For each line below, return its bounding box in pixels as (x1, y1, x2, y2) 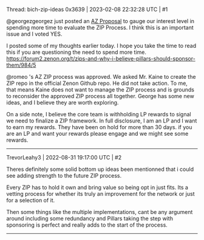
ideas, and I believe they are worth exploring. (6, 99, 119, 106)
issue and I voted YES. (6, 30, 63, 38)
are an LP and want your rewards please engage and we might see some (6, 130, 189, 137)
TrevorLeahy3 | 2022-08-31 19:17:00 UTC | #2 (6, 154, 122, 161)
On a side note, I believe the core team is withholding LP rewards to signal (6, 111, 191, 118)
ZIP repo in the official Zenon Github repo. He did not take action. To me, (6, 79, 188, 87)
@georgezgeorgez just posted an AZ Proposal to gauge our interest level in (6, 18, 195, 24)
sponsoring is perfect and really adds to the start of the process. (6, 221, 168, 228)
